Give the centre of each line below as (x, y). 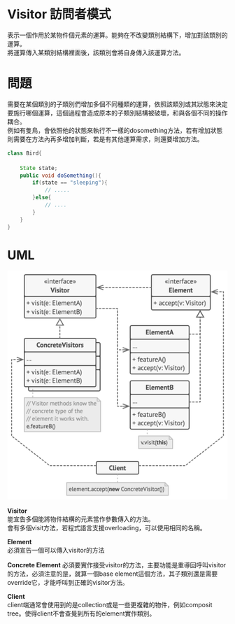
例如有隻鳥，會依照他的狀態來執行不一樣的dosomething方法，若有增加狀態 (115, 130)
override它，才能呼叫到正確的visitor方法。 (68, 582)
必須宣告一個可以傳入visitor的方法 (56, 550)
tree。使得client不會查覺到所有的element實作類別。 (81, 614)
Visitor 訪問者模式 (59, 14)
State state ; (39, 168)
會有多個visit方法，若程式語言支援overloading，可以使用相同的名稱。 (107, 527)
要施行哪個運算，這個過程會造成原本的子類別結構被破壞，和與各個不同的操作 (117, 113)
